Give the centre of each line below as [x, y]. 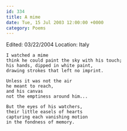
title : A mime [24, 17]
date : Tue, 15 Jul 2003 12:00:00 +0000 [55, 22]
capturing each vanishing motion [47, 117]
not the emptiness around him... [47, 97]
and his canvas [25, 92]
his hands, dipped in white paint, [50, 66]
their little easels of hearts [44, 112]
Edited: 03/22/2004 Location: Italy [48, 45]
